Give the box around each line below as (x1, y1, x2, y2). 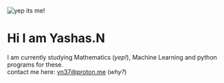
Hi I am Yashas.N (7, 31, 105, 46)
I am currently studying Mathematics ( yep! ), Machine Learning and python (7, 53, 218, 61)
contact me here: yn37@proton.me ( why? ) (7, 67, 127, 75)
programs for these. (7, 60, 64, 69)
